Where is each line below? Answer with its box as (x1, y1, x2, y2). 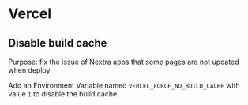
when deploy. (8, 66, 53, 75)
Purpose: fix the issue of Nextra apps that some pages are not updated (8, 57, 239, 66)
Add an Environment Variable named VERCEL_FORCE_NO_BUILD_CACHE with (8, 81, 241, 90)
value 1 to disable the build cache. (8, 89, 120, 99)
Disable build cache (8, 36, 107, 50)
